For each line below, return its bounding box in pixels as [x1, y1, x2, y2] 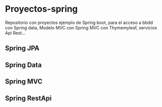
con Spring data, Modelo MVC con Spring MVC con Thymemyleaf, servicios [5, 24, 157, 30]
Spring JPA [5, 44, 40, 52]
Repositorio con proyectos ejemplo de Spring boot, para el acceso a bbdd [5, 20, 153, 25]
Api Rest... [5, 30, 26, 36]
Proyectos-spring [5, 3, 78, 15]
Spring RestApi [5, 94, 52, 102]
